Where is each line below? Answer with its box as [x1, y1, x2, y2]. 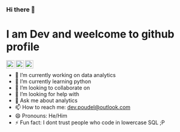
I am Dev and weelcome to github [6, 27, 175, 41]
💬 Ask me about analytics [14, 97, 78, 104]
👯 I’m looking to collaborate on [14, 84, 90, 91]
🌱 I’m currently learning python [14, 78, 91, 85]
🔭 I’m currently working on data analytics [14, 71, 116, 78]
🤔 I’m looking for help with [14, 90, 80, 97]
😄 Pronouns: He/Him [14, 112, 68, 119]
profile [6, 40, 40, 54]
